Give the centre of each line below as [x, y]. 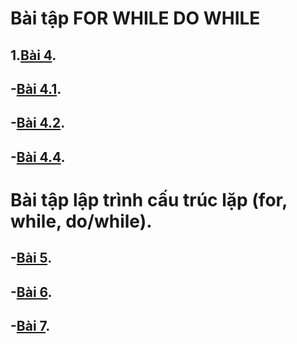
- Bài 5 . [31, 258]
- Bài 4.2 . [38, 123]
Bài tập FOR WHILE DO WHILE [135, 18]
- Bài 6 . [31, 292]
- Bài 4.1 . [36, 88]
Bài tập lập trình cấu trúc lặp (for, [149, 199]
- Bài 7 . [30, 326]
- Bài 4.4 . [38, 157]
